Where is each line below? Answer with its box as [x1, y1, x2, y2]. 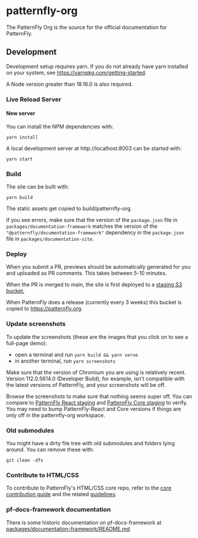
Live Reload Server [6, 95, 61, 103]
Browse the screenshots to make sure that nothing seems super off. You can [6, 393, 192, 400]
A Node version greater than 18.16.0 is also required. [6, 80, 133, 87]
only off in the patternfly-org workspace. [6, 412, 105, 419]
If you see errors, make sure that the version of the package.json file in [6, 217, 178, 224]
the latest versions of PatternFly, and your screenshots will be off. [6, 381, 166, 388]
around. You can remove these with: [6, 446, 95, 453]
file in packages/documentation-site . [6, 235, 95, 243]
